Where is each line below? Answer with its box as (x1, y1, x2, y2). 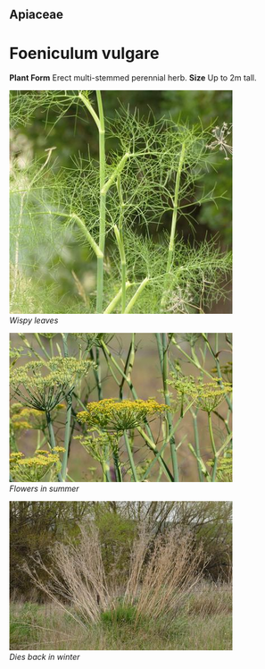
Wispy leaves (9, 315, 59, 326)
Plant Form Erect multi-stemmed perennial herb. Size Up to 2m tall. (9, 72, 257, 83)
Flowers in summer (9, 483, 79, 495)
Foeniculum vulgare (9, 43, 160, 64)
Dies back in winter (9, 652, 80, 663)
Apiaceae (9, 7, 64, 22)
